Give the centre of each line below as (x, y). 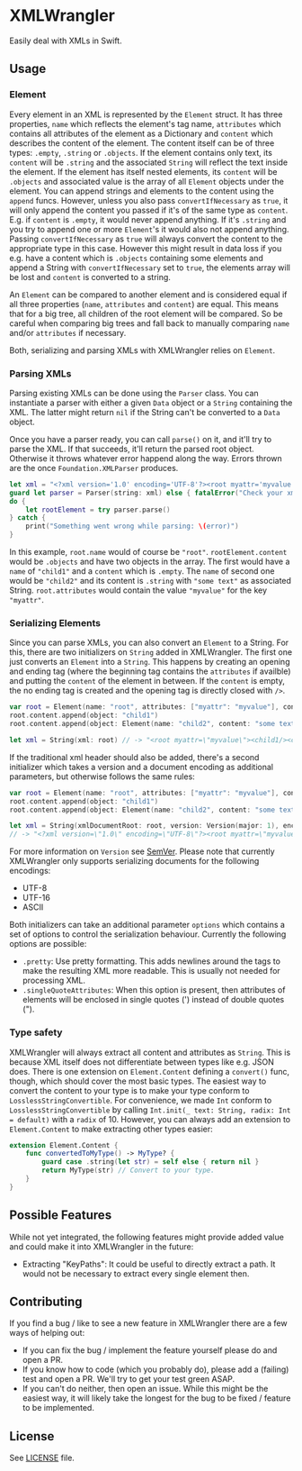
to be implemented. (58, 1408)
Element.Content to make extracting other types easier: (111, 1129)
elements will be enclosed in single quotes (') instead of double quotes (153, 1000)
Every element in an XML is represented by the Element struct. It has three (146, 114)
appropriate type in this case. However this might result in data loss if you (146, 248)
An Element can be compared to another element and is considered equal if (148, 295)
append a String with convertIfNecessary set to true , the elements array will (150, 268)
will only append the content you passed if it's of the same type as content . (149, 210)
